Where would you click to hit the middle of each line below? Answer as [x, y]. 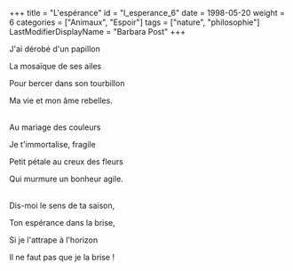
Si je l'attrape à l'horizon [54, 240]
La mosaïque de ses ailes [55, 66]
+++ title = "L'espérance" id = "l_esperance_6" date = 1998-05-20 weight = [147, 13]
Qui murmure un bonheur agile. [67, 179]
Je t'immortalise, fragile [52, 144]
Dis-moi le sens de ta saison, [62, 205]
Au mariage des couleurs [55, 127]
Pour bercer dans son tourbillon [67, 83]
